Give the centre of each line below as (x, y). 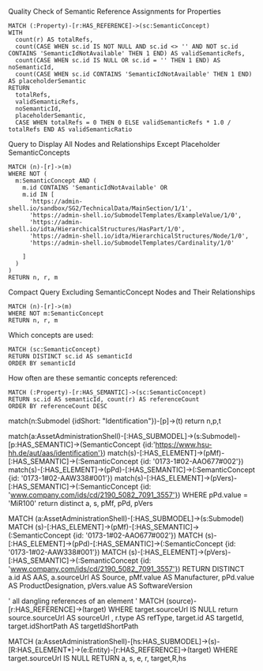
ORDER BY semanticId (42, 363)
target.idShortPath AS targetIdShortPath (73, 626)
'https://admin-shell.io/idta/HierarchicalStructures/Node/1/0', (139, 236)
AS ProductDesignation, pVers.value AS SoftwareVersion (100, 586)
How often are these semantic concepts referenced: (93, 378)
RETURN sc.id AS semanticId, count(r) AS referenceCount (104, 399)
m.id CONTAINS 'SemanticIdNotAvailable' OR (95, 188)
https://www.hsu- (184, 444)
